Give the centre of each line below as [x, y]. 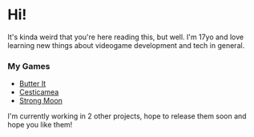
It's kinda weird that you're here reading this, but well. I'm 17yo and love [126, 37]
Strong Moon [41, 101]
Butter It [32, 84]
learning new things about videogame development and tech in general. [126, 45]
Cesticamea [39, 92]
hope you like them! [40, 125]
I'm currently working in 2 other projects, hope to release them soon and [127, 116]
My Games [29, 66]
